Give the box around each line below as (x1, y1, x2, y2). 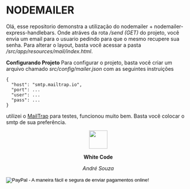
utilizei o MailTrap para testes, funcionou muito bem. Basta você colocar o (6, 112, 185, 119)
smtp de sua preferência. (6, 118, 67, 126)
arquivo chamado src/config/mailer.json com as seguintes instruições (6, 65, 174, 72)
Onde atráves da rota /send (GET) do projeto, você (57, 29, 179, 36)
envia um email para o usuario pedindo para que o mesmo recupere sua (6, 35, 179, 42)
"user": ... (11, 92, 41, 98)
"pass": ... (11, 97, 41, 103)
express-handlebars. (6, 29, 57, 36)
